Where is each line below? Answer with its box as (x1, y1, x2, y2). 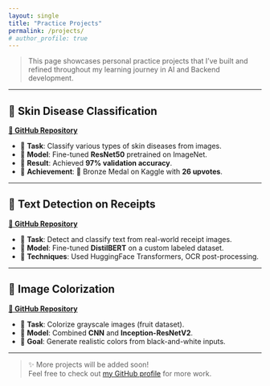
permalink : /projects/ (8, 27, 84, 35)
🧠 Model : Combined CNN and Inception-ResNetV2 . (19, 327, 193, 338)
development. (27, 73, 74, 83)
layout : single (8, 11, 59, 20)
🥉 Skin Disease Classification (8, 104, 158, 117)
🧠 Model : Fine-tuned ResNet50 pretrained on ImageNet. (19, 150, 207, 159)
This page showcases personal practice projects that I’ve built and (27, 56, 248, 66)
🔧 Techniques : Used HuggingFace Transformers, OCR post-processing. (19, 251, 260, 261)
